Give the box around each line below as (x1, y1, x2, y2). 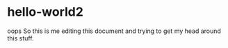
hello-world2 (7, 4, 83, 20)
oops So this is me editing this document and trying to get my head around (7, 27, 221, 35)
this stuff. (7, 34, 34, 42)
